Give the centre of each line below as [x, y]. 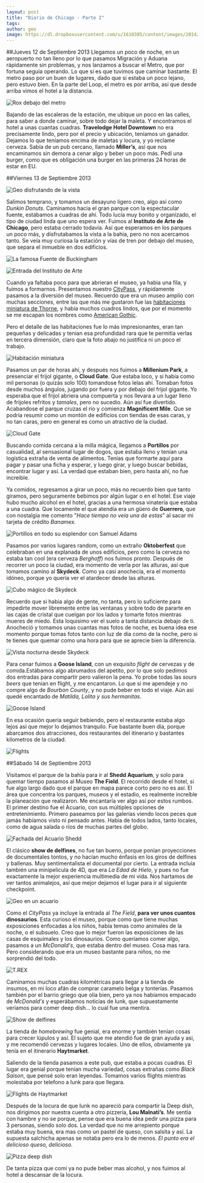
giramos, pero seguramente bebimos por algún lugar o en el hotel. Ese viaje [101, 496]
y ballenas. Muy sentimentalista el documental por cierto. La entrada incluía [101, 863]
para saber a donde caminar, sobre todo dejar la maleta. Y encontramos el [99, 121]
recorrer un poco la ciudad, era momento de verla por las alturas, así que [98, 565]
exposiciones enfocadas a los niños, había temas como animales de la [94, 926]
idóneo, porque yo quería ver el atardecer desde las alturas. [81, 578]
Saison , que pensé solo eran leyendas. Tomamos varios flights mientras [96, 1076]
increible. [18, 478]
